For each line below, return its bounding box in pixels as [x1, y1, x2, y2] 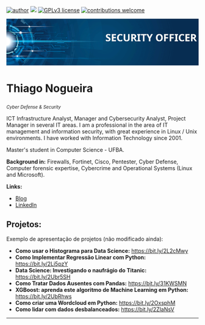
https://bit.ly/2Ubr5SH [15, 273, 71, 281]
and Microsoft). [6, 171, 45, 179]
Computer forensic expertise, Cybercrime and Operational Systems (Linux [6, 165, 193, 172]
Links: [6, 183, 23, 190]
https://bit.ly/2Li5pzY [15, 260, 68, 267]
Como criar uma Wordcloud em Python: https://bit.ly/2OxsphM [15, 299, 176, 307]
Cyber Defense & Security [6, 104, 61, 110]
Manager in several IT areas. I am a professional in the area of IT [6, 121, 168, 129]
